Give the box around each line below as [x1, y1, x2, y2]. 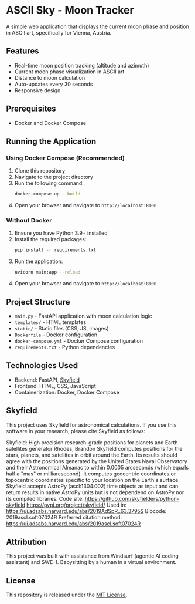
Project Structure [6, 297, 70, 307]
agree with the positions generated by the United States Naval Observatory [6, 457, 187, 464]
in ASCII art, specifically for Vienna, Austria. [6, 29, 112, 36]
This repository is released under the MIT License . [6, 591, 128, 599]
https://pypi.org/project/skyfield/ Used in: [26, 501, 127, 508]
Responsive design [14, 86, 61, 94]
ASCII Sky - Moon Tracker [6, 4, 134, 17]
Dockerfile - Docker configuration [14, 331, 98, 338]
